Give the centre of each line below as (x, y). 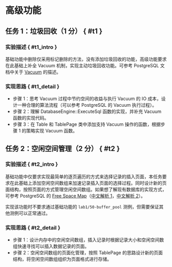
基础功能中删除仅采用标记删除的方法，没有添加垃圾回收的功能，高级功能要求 (86, 59)
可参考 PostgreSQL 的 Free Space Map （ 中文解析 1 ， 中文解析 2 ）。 (76, 196)
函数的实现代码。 (31, 118)
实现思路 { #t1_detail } (33, 86)
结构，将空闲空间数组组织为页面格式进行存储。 (62, 259)
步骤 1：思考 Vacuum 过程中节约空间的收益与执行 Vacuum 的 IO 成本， (87, 99)
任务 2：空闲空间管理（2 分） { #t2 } (63, 149)
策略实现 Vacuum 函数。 (52, 131)
